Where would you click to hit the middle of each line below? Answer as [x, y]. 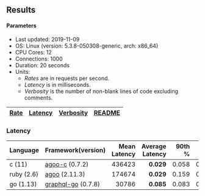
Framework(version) [75, 150]
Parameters [21, 25]
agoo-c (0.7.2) [67, 164]
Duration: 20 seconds [42, 65]
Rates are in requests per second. [67, 78]
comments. [38, 98]
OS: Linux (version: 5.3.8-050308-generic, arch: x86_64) [87, 46]
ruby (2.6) [24, 174]
